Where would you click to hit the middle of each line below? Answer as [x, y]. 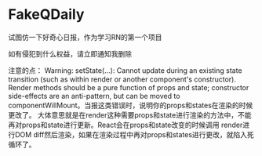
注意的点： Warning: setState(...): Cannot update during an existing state [125, 70]
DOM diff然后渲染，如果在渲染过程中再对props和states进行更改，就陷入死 [135, 134]
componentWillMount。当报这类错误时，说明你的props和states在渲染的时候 [131, 105]
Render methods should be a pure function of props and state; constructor [129, 87]
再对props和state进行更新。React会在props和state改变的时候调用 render [126, 125]
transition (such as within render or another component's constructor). [122, 79]
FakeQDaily [46, 15]
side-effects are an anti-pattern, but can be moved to [94, 96]
